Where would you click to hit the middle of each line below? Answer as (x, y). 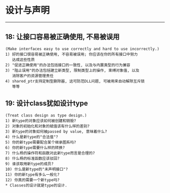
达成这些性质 (23, 60)
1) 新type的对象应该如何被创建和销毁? (41, 121)
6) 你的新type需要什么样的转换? (35, 147)
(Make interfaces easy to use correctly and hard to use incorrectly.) (82, 49)
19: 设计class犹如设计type (47, 104)
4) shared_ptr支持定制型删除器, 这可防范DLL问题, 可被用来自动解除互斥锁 (75, 81)
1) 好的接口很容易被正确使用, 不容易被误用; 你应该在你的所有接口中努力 (72, 54)
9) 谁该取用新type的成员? (30, 164)
